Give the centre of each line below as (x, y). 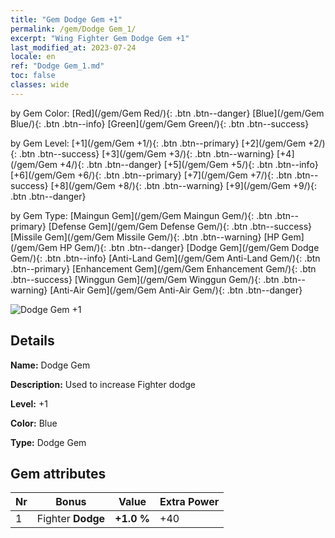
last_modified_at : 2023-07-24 (73, 47)
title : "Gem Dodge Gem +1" (66, 19)
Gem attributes (58, 473)
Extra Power (189, 502)
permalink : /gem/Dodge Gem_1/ (73, 29)
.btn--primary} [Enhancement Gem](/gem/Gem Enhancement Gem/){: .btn (163, 268)
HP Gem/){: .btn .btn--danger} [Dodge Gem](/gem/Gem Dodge (189, 247)
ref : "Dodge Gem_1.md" (57, 66)
